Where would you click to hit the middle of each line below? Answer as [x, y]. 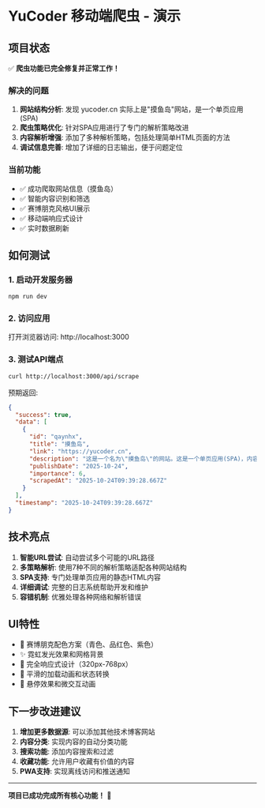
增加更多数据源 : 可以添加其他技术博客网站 [87, 732]
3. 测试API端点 [36, 359]
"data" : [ [31, 422]
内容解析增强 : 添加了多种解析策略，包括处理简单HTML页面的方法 [125, 137]
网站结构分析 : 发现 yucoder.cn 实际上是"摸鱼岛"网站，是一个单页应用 [131, 109]
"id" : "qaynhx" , [56, 437]
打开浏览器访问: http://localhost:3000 [69, 337]
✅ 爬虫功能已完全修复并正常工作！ [64, 68]
